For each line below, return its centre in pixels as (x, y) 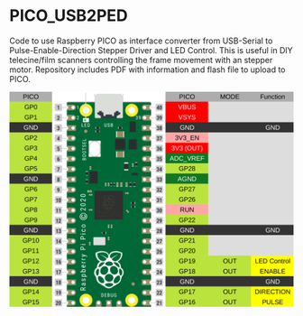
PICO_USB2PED (69, 16)
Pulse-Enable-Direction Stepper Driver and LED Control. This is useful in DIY (151, 50)
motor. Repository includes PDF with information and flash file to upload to (147, 70)
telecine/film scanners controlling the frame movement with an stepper (141, 60)
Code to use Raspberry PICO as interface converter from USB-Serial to (141, 41)
